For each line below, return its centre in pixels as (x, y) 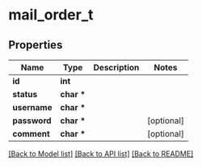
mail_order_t (51, 15)
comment (31, 134)
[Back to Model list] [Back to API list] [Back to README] (101, 154)
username (32, 107)
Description (116, 68)
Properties (36, 45)
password (32, 121)
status (25, 94)
